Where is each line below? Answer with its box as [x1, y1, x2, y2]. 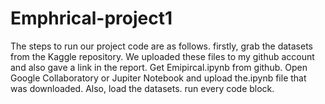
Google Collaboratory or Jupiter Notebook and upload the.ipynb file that [10, 72, 307, 84]
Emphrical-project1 [10, 7, 173, 30]
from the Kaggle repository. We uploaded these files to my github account [10, 50, 315, 62]
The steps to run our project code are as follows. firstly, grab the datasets [10, 40, 313, 52]
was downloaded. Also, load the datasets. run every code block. [10, 82, 275, 94]
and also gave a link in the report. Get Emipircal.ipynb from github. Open [10, 61, 308, 73]
